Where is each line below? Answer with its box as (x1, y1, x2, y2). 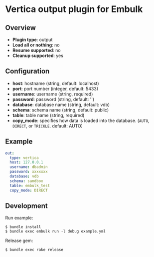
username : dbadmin (9, 164, 48, 169)
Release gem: (5, 237, 33, 243)
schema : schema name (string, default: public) (12, 106, 109, 113)
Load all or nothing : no (12, 42, 60, 48)
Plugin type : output (12, 36, 53, 42)
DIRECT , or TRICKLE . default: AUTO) (12, 122, 83, 128)
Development (5, 201, 48, 210)
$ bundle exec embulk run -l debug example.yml (5, 229, 106, 234)
